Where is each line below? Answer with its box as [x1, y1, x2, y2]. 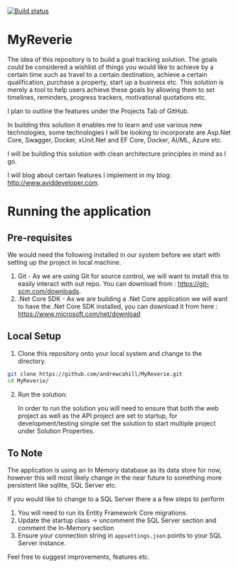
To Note [7, 447, 43, 459]
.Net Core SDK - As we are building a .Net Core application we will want [17, 294, 228, 303]
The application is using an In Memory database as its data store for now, [7, 466, 222, 475]
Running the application [7, 204, 151, 220]
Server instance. [17, 539, 66, 547]
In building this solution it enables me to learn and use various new [7, 120, 202, 129]
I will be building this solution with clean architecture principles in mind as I [7, 149, 226, 158]
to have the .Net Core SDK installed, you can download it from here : [17, 302, 218, 310]
